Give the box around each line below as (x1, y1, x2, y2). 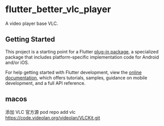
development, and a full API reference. (5, 80, 86, 86)
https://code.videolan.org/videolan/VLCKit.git (5, 114, 101, 120)
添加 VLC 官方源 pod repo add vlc (5, 109, 76, 115)
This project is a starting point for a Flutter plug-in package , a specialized (5, 48, 159, 54)
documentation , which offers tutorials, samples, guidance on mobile (5, 75, 147, 81)
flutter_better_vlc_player (5, 4, 111, 15)
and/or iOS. (5, 59, 29, 66)
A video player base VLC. (5, 20, 58, 26)
